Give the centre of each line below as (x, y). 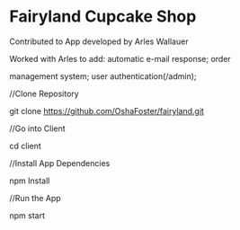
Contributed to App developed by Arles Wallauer (99, 41)
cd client (26, 146)
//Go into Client (37, 128)
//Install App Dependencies (60, 163)
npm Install (30, 181)
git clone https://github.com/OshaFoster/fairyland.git (107, 111)
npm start (27, 215)
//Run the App (35, 198)
